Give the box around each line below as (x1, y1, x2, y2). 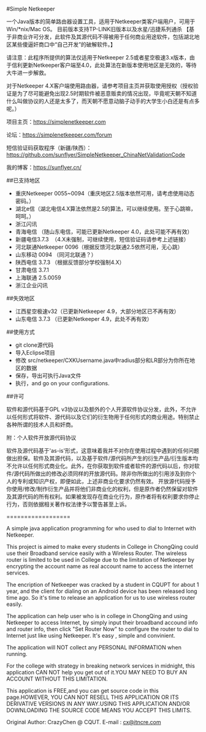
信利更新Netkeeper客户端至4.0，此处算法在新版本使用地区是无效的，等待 (11, 61, 197, 69)
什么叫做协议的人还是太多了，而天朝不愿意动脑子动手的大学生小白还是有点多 (6, 97, 200, 105)
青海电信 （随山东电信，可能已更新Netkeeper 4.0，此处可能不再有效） (15, 228, 193, 235)
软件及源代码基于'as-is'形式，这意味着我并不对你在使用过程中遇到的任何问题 (6, 447, 199, 454)
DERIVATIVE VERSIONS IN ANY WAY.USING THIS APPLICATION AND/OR (6, 700, 190, 707)
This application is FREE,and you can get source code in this (6, 687, 159, 694)
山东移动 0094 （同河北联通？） (15, 251, 97, 258)
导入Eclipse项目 (15, 349, 56, 356)
